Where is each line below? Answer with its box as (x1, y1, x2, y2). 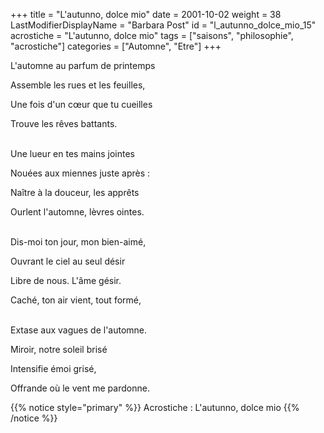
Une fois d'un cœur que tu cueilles (10, 99, 153, 110)
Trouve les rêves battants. (10, 118, 118, 129)
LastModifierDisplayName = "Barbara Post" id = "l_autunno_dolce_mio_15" (10, 19, 317, 31)
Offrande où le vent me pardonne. (10, 382, 150, 394)
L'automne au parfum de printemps (10, 60, 156, 71)
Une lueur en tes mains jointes (10, 148, 135, 159)
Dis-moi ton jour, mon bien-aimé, (10, 236, 147, 248)
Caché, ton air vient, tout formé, (10, 294, 142, 306)
